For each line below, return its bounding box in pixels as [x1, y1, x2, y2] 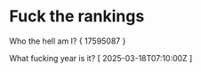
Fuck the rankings [9, 6, 145, 27]
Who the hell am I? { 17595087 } [9, 36, 126, 46]
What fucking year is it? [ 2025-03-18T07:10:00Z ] [9, 52, 193, 63]
